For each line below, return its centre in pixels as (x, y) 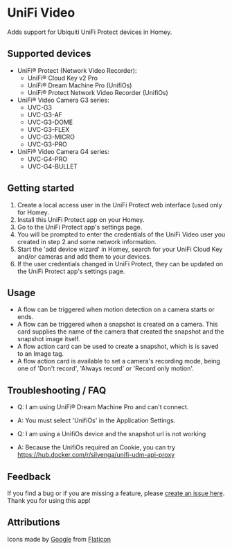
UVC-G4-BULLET (53, 166)
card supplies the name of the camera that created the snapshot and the (121, 332)
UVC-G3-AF (45, 114)
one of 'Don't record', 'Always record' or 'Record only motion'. (105, 368)
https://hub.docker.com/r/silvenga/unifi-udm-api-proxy (96, 455)
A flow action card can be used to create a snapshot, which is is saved (118, 346)
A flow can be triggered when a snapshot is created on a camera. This (117, 325)
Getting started (41, 188)
